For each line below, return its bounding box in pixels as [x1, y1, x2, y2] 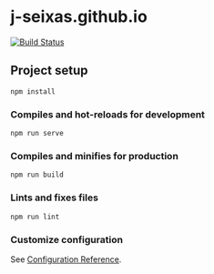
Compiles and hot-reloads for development [10, 107, 206, 120]
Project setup [10, 63, 89, 78]
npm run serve [10, 129, 65, 138]
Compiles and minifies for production [10, 149, 178, 162]
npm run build [10, 170, 65, 179]
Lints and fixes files [10, 191, 99, 204]
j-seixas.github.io [10, 6, 148, 27]
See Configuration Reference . [10, 253, 122, 265]
